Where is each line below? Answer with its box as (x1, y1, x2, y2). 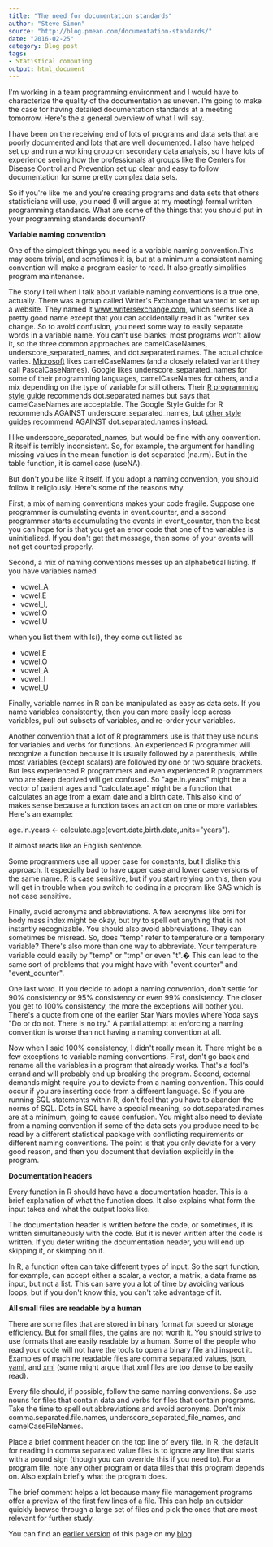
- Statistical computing (8, 58, 93, 66)
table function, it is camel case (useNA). (8, 458, 143, 468)
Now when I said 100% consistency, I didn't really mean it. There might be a (8, 1043, 262, 1052)
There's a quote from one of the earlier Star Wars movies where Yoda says (8, 1009, 258, 1019)
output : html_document (8, 65, 85, 73)
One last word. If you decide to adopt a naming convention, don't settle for (8, 983, 258, 993)
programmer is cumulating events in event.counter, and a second (8, 507, 227, 516)
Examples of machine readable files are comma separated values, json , (8, 1353, 247, 1363)
